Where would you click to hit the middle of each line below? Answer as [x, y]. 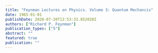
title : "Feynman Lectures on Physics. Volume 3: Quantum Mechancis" [79, 10]
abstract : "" [19, 33]
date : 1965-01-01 [24, 15]
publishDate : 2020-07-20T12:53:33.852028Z [51, 19]
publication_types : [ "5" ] [33, 29]
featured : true [21, 38]
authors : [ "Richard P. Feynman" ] [41, 24]
